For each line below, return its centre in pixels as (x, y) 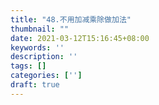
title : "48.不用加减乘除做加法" (71, 19)
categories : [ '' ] (46, 76)
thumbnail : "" (40, 29)
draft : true (35, 85)
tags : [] (28, 66)
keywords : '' (37, 47)
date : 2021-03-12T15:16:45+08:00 (80, 38)
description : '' (44, 57)
